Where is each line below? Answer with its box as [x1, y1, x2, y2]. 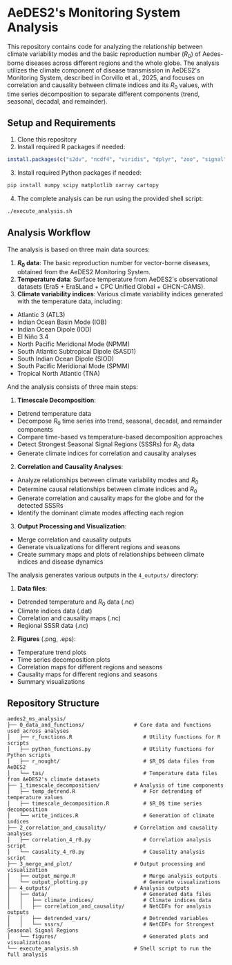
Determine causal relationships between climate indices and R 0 [17, 485, 197, 495]
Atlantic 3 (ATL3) [17, 310, 66, 318]
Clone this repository [17, 135, 77, 144]
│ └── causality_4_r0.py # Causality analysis [7, 848, 206, 856]
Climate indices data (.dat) [17, 606, 93, 615]
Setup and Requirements [7, 117, 116, 128]
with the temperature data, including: [17, 297, 123, 305]
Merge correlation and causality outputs [17, 535, 131, 544]
